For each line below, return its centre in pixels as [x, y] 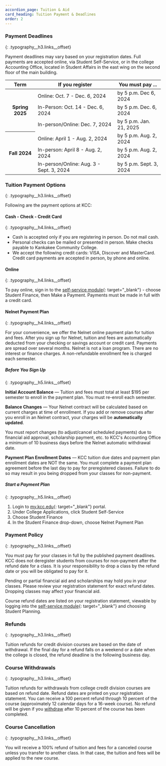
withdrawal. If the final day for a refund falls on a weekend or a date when [80, 650]
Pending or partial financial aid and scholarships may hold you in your [76, 581]
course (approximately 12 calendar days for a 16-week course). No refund [80, 704]
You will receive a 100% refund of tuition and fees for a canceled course [79, 747]
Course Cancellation [30, 727]
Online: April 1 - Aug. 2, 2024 [72, 138]
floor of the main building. [31, 72]
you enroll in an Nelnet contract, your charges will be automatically [74, 417]
